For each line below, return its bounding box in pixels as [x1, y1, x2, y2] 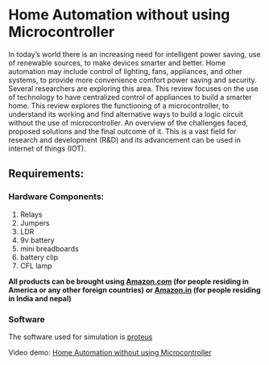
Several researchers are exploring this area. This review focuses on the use [8, 83, 259, 93]
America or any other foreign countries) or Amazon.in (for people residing [8, 284, 261, 295]
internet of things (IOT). [8, 143, 86, 153]
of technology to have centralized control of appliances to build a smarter [8, 92, 252, 102]
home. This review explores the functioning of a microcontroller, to [8, 101, 230, 110]
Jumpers [19, 218, 50, 227]
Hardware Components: [8, 191, 105, 202]
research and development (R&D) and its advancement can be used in [8, 135, 242, 144]
